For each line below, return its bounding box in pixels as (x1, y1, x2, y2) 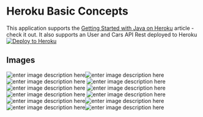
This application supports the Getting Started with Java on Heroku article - (6, 24, 194, 32)
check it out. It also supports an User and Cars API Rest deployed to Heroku (6, 30, 197, 38)
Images (6, 55, 35, 65)
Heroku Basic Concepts (6, 4, 128, 18)
